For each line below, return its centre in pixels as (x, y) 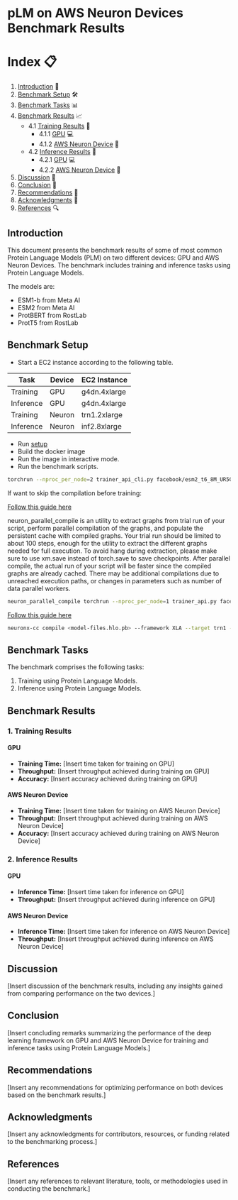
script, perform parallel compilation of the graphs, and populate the (106, 528)
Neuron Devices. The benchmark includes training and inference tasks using (119, 265)
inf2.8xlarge (101, 426)
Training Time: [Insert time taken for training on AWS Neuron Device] (119, 810)
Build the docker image (51, 451)
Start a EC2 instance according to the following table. (95, 362)
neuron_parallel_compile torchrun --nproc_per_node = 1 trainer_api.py (112, 601)
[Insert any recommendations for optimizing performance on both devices (115, 1087)
